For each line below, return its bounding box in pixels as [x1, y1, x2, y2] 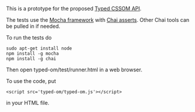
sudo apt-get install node [6, 45, 72, 51]
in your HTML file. [6, 100, 50, 106]
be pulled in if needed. [6, 23, 60, 29]
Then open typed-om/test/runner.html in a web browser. [6, 66, 143, 73]
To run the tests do [6, 34, 52, 41]
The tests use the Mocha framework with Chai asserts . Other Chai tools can [6, 17, 190, 23]
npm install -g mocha [6, 51, 59, 57]
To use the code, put [6, 78, 56, 84]
